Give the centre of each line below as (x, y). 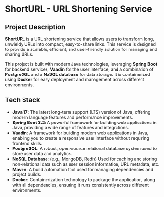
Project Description (35, 27)
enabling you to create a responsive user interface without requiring (81, 138)
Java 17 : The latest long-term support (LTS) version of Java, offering (81, 112)
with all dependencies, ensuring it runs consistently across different (81, 185)
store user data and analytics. (42, 153)
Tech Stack (23, 100)
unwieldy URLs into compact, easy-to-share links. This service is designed (80, 44)
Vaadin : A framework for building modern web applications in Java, (80, 133)
